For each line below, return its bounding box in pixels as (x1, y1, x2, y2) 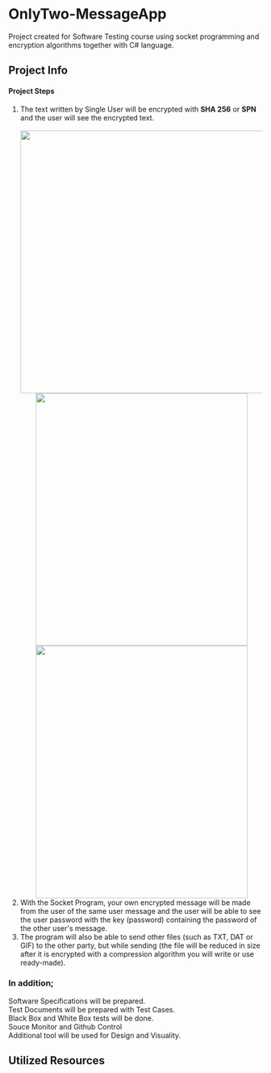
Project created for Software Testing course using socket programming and (8, 32, 260, 41)
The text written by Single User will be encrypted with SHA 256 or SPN (19, 104, 256, 114)
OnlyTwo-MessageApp (8, 5, 167, 23)
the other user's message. (19, 923, 107, 933)
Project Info (8, 64, 69, 78)
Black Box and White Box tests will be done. (8, 1013, 154, 1023)
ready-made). (19, 957, 66, 967)
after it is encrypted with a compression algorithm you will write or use (19, 949, 255, 958)
